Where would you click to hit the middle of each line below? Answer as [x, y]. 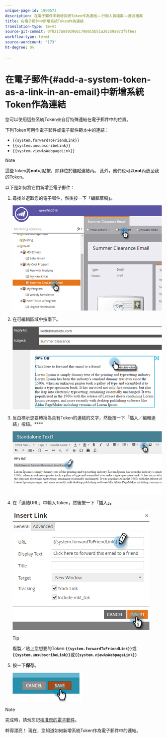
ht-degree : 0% [20, 47]
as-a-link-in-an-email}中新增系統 [75, 92]
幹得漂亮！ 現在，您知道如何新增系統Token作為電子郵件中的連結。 [73, 731]
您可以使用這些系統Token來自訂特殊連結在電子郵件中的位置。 [68, 119]
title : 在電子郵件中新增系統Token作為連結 [44, 21]
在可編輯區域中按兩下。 [36, 319]
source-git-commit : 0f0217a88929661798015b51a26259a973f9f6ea [71, 32]
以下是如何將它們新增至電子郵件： [40, 187]
